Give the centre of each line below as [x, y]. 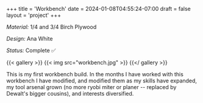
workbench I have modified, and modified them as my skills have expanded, [101, 81]
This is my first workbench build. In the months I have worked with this [95, 74]
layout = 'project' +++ [34, 15]
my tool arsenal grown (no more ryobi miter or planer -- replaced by [91, 87]
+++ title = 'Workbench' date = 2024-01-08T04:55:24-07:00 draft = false [98, 9]
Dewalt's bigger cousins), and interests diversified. [70, 94]
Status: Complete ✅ [31, 50]
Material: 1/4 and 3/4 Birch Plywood [52, 27]
